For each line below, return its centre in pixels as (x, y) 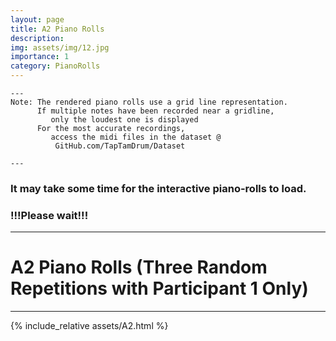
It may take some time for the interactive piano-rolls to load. (158, 188)
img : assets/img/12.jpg (60, 47)
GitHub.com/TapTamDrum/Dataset (120, 146)
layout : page (37, 19)
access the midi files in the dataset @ (136, 137)
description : (37, 38)
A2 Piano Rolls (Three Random (139, 267)
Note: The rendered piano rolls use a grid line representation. (149, 102)
